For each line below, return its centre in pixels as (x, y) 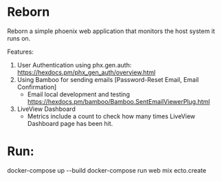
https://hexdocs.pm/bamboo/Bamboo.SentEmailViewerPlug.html (119, 101)
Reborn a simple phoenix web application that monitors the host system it (111, 31)
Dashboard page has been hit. (70, 123)
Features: (21, 52)
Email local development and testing (79, 94)
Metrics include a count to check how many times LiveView (111, 116)
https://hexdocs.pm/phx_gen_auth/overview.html (86, 72)
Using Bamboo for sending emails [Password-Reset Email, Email (108, 79)
